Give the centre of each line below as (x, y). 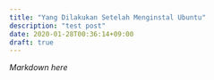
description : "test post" (57, 26)
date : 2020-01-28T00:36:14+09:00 (72, 34)
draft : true (31, 42)
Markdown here (39, 68)
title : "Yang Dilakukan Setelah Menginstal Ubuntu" (107, 17)
